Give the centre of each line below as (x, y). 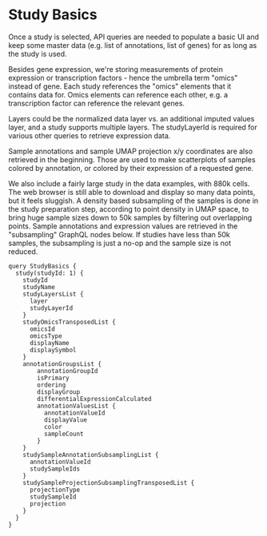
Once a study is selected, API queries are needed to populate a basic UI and (134, 37)
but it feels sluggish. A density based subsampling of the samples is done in (133, 201)
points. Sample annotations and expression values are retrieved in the (123, 226)
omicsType (46, 336)
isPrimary (53, 378)
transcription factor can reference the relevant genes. (97, 103)
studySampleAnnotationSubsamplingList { (91, 455)
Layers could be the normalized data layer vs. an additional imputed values (132, 118)
